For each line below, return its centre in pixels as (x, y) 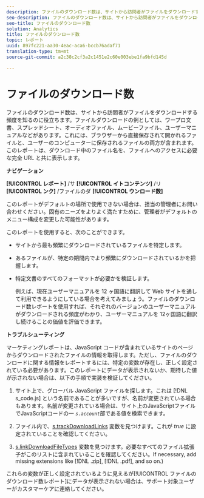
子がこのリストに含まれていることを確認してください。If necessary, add (106, 454)
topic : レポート (25, 40)
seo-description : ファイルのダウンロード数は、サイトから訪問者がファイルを (93, 18)
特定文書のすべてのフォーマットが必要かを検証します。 (84, 278)
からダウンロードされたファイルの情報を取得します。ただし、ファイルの (97, 355)
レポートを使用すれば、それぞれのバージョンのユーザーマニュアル (114, 306)
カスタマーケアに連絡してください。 (62, 488)
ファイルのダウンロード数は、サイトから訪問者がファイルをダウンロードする (102, 112)
